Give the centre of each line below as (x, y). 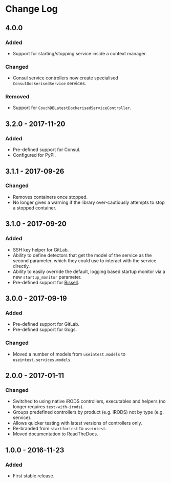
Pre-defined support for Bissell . (46, 282)
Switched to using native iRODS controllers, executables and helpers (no (89, 401)
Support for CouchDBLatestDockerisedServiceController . (72, 108)
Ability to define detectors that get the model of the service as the (82, 255)
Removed (17, 97)
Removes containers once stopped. (50, 197)
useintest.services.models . (42, 360)
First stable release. (34, 476)
